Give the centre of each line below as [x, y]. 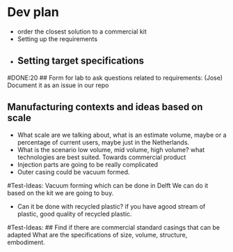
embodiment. [26, 242]
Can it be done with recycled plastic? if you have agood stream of [111, 206]
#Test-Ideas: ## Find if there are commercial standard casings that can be [114, 227]
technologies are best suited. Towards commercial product [102, 157]
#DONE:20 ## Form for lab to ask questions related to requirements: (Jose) [115, 77]
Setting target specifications [81, 61]
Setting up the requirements [57, 38]
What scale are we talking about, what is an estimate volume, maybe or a [122, 135]
